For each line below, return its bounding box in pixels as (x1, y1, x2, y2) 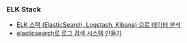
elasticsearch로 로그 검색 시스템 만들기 (16, 29, 122, 38)
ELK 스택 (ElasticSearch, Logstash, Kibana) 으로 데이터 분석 (16, 21, 181, 29)
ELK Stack (6, 5, 42, 14)
